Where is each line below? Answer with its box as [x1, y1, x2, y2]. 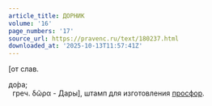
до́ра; [8, 80, 28, 90]
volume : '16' [8, 19, 53, 28]
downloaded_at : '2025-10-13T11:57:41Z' [8, 42, 143, 50]
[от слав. [8, 64, 39, 74]
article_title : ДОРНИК [8, 11, 85, 20]
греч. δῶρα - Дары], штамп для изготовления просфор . [11, 88, 205, 98]
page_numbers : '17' [8, 27, 74, 35]
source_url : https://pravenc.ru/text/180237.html [8, 34, 180, 43]
